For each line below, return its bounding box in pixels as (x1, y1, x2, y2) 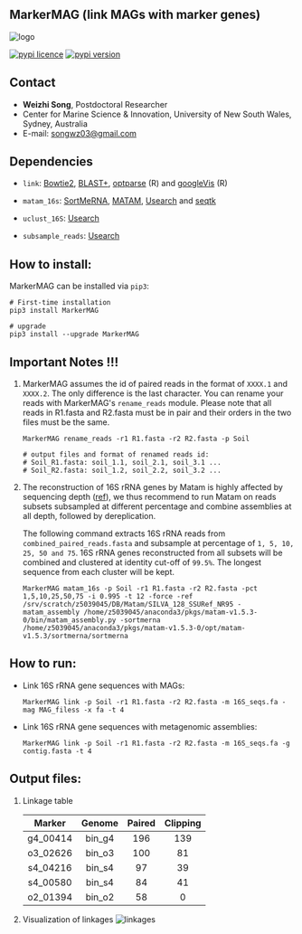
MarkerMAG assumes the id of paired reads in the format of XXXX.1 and (22, 379, 288, 390)
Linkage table (22, 795, 74, 806)
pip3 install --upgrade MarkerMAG (9, 330, 140, 339)
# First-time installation (9, 298, 111, 307)
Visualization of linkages (22, 913, 114, 925)
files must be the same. (22, 417, 110, 428)
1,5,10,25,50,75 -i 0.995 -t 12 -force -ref (22, 592, 193, 601)
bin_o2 (85, 891, 115, 903)
